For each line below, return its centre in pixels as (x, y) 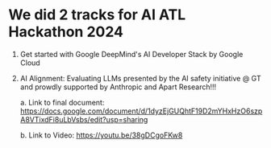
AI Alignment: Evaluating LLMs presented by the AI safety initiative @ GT (140, 78)
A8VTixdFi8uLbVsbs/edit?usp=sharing (84, 119)
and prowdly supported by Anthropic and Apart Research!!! (118, 87)
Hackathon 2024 (66, 32)
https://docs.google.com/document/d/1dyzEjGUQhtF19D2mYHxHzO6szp (141, 111)
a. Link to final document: (62, 102)
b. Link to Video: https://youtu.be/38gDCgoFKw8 (101, 135)
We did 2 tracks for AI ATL (97, 15)
